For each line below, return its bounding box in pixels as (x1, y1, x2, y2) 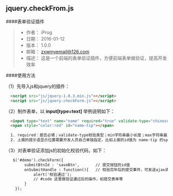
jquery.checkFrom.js (6, 4, 74, 13)
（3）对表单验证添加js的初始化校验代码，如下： (6, 147, 107, 153)
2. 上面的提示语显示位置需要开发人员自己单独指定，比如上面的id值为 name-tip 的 (10, 138, 164, 143)
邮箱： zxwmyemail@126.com (26, 48, 89, 54)
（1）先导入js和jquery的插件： (6, 83, 70, 89)
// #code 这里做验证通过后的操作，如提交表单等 (33, 177, 123, 182)
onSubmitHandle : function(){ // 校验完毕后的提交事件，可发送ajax (24, 167, 165, 172)
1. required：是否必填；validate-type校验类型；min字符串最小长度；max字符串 (10, 133, 164, 138)
